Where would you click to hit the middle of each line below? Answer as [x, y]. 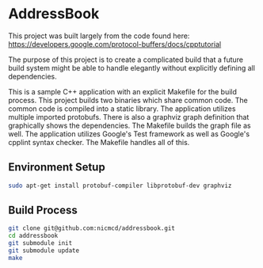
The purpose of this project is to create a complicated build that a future [126, 59]
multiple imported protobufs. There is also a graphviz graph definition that [129, 117]
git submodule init [40, 243]
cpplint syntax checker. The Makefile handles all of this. [99, 142]
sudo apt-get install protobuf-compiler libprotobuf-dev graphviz [120, 186]
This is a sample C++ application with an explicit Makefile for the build [123, 91]
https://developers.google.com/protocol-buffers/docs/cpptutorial [115, 44]
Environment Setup [57, 167]
